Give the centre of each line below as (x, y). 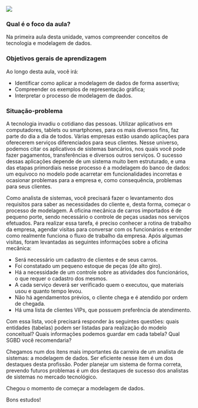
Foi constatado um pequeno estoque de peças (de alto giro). (88, 265)
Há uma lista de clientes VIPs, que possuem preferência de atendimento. (103, 310)
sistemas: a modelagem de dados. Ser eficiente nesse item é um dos (90, 358)
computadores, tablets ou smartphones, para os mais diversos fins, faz (93, 129)
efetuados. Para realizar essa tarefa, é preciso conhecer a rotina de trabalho (99, 223)
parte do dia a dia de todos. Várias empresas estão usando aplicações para (98, 136)
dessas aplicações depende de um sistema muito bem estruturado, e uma (96, 161)
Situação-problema (34, 111)
